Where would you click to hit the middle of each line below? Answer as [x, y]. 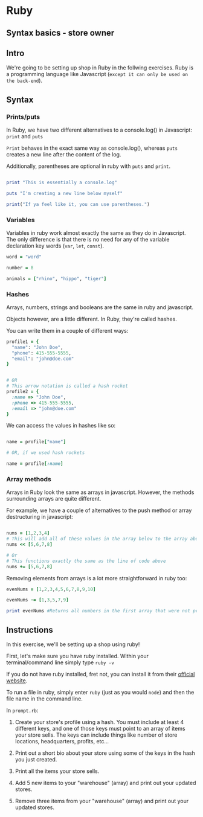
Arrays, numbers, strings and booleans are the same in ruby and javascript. [100, 307]
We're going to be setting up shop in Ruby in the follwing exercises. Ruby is [100, 68]
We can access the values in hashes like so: [61, 426]
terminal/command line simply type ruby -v [60, 662]
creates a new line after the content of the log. [64, 155]
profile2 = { [23, 392]
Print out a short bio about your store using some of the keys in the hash [105, 753]
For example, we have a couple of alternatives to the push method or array [99, 510]
